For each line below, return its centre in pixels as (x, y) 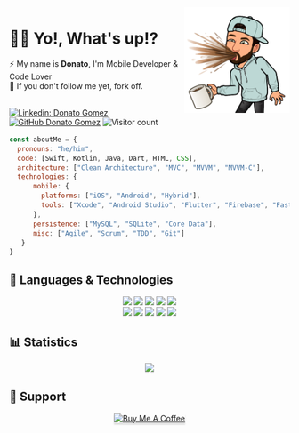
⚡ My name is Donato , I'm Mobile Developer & (94, 63)
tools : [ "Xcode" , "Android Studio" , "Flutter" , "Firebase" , (155, 205)
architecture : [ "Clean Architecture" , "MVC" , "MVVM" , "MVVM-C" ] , (141, 168)
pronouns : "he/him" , (55, 148)
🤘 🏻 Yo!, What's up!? (84, 39)
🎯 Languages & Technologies (91, 280)
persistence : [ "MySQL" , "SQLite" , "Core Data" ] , (125, 224)
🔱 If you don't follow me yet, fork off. (77, 85)
